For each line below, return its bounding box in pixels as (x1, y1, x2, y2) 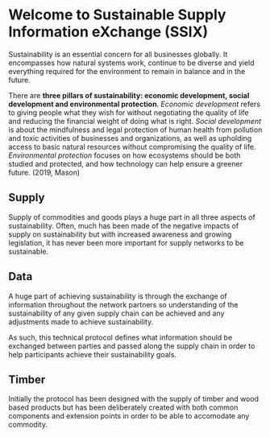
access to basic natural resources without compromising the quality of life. (8, 142, 256, 151)
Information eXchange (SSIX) (8, 23, 209, 41)
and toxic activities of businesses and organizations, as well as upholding (8, 133, 252, 142)
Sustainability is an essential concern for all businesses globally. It (8, 49, 228, 59)
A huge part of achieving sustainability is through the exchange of (8, 291, 227, 301)
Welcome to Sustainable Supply (8, 6, 226, 24)
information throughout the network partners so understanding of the (8, 299, 239, 309)
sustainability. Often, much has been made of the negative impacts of (8, 221, 239, 230)
